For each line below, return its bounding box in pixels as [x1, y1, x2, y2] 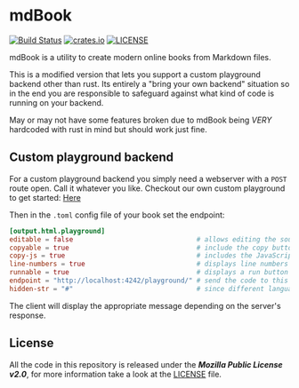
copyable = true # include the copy [9, 243, 269, 252]
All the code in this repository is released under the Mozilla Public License [9, 359, 283, 369]
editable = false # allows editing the [9, 234, 277, 244]
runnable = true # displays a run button [9, 268, 289, 277]
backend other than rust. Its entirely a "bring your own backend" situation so [9, 78, 290, 89]
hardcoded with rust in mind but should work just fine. [9, 123, 207, 134]
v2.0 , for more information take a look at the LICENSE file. [9, 368, 222, 379]
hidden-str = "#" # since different [9, 284, 265, 293]
